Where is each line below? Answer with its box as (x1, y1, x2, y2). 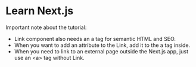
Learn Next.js (5, 4, 74, 18)
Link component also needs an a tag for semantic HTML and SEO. (14, 35, 176, 42)
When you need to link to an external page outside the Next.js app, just (14, 47, 189, 55)
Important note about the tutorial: (5, 24, 87, 31)
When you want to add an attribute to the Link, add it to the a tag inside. (14, 42, 191, 49)
